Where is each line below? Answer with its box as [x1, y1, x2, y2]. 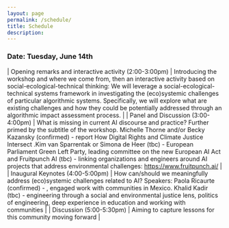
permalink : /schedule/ [7, 16, 72, 23]
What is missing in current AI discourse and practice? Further [36, 118, 209, 127]
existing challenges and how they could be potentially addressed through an [7, 103, 222, 112]
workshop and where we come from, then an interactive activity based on [7, 75, 215, 83]
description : [7, 29, 44, 36]
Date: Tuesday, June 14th [7, 52, 94, 62]
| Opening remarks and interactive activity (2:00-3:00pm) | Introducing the [7, 67, 217, 75]
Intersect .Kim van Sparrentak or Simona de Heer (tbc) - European [7, 140, 193, 148]
